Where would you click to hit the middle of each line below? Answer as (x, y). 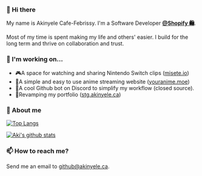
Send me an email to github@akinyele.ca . (58, 166)
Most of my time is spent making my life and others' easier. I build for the (97, 37)
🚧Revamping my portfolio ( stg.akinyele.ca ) (68, 94)
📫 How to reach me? (38, 151)
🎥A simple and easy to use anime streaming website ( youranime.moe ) (102, 82)
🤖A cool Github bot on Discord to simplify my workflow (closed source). (105, 88)
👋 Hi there (21, 10)
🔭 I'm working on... (35, 59)
